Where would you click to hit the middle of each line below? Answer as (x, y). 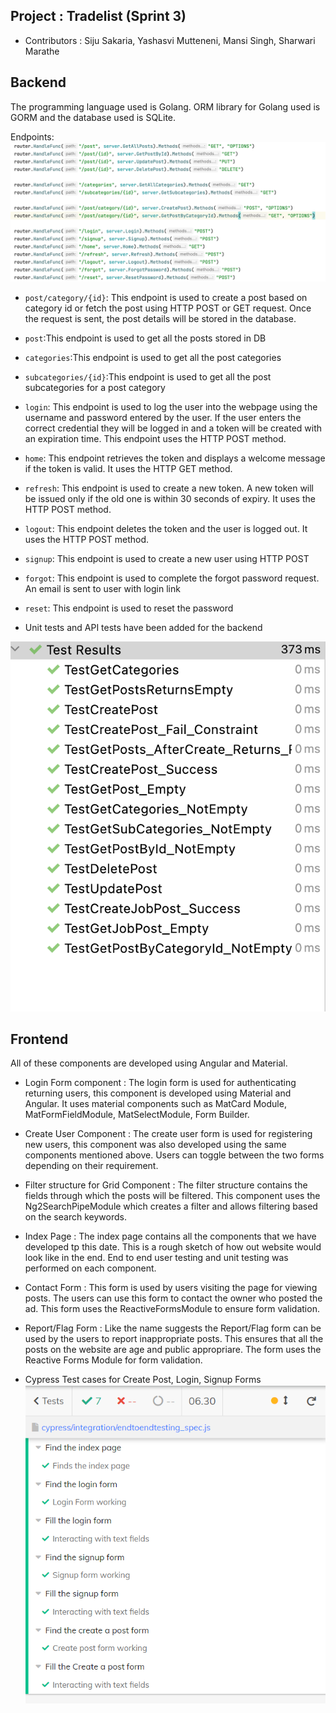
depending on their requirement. (91, 1166)
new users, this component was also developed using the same (155, 1145)
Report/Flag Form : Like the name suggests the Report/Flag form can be (173, 1328)
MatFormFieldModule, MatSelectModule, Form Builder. (137, 1115)
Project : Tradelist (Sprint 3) (98, 16)
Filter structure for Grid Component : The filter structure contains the (166, 1185)
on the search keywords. (75, 1217)
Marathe (42, 51)
